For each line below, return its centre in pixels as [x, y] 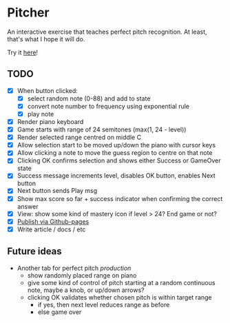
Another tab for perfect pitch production [74, 268]
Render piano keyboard [50, 122]
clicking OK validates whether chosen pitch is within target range [119, 297]
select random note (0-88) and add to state [89, 98]
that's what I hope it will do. [46, 39]
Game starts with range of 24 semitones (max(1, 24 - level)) [102, 129]
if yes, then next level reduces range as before [104, 304]
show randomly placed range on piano [82, 275]
